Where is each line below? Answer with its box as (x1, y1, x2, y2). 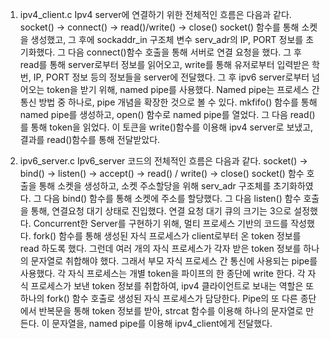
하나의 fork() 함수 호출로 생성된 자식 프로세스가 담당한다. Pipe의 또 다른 (19, 293, 298, 304)
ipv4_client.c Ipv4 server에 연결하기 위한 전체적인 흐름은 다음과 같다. (19, 9, 292, 20)
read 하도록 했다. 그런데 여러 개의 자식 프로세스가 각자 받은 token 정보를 (19, 243, 302, 254)
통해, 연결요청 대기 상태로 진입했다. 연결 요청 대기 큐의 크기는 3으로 (30, 205, 292, 217)
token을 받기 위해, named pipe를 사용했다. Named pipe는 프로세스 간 (46, 84, 320, 95)
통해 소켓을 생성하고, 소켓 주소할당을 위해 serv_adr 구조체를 (38, 180, 272, 192)
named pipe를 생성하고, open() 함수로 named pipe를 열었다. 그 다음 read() (19, 109, 316, 120)
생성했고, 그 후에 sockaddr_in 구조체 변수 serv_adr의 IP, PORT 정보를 (30, 34, 304, 45)
